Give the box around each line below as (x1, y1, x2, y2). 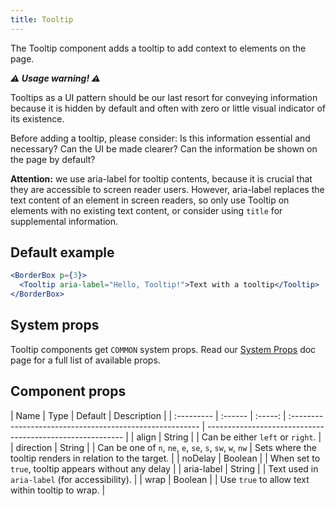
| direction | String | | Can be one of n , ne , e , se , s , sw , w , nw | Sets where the (10, 441, 317, 453)
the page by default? (10, 153, 96, 165)
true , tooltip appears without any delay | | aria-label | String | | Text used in (10, 462, 319, 475)
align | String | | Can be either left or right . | (136, 431, 322, 443)
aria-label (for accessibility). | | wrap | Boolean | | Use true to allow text (10, 473, 310, 485)
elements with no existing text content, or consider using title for (10, 204, 283, 216)
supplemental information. (10, 215, 119, 227)
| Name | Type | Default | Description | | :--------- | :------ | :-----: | (10, 409, 287, 421)
